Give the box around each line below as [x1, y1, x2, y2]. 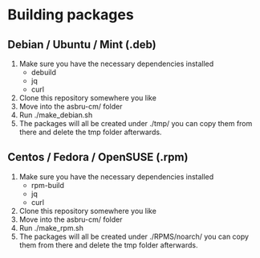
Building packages [7, 6, 134, 24]
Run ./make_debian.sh [18, 110, 93, 120]
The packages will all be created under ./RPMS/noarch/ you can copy [18, 231, 250, 241]
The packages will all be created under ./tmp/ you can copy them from [18, 119, 253, 128]
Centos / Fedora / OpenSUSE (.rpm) [7, 150, 189, 164]
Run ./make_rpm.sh [18, 223, 83, 232]
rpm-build [30, 180, 65, 190]
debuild [30, 68, 57, 77]
